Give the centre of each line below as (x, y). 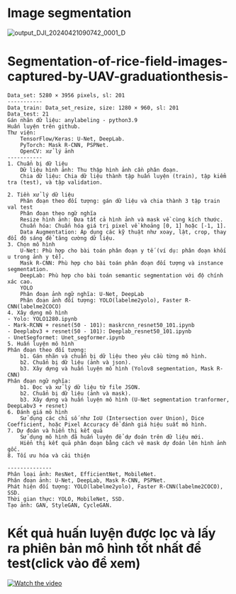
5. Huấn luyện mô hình (41, 343)
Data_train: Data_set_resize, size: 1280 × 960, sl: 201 (93, 108)
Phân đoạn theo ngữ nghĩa (58, 213)
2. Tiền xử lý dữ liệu (41, 194)
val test (20, 207)
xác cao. (20, 282)
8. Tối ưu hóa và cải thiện (49, 456)
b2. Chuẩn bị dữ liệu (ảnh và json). (76, 362)
